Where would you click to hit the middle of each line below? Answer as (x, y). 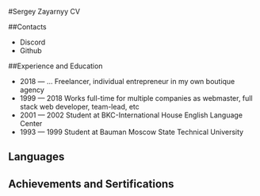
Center (31, 123)
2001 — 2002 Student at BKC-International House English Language (131, 115)
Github (31, 50)
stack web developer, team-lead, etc (80, 107)
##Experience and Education (55, 66)
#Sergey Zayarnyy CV (44, 12)
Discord (32, 42)
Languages (36, 157)
